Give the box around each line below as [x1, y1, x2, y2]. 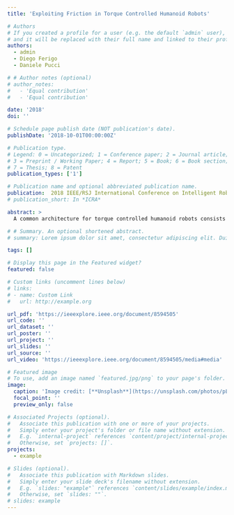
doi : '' [7, 113, 30, 120]
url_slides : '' [7, 343, 52, 350]
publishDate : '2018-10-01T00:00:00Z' [7, 132, 117, 139]
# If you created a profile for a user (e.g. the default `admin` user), [7, 29, 226, 36]
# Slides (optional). [7, 465, 70, 472]
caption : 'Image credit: [13, 388, 86, 395]
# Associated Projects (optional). [7, 413, 111, 421]
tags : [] [7, 247, 33, 254]
